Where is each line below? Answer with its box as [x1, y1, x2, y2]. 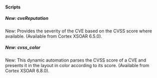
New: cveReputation [5, 15, 48, 21]
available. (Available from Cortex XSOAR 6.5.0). [5, 33, 102, 39]
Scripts [5, 4, 21, 10]
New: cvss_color [5, 45, 41, 51]
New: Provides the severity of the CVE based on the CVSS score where [5, 28, 152, 34]
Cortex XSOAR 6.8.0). [5, 68, 50, 74]
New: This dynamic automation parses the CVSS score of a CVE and [5, 57, 146, 63]
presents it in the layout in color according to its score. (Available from [5, 62, 149, 68]
